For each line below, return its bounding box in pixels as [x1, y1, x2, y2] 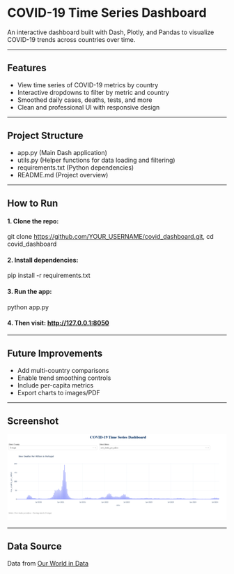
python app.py [7, 302, 49, 311]
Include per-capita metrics [17, 381, 94, 389]
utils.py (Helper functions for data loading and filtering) [17, 156, 175, 164]
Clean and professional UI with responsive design [17, 103, 160, 111]
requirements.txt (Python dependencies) [17, 163, 134, 172]
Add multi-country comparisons [17, 366, 109, 374]
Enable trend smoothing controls [17, 374, 111, 382]
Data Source [7, 540, 62, 552]
